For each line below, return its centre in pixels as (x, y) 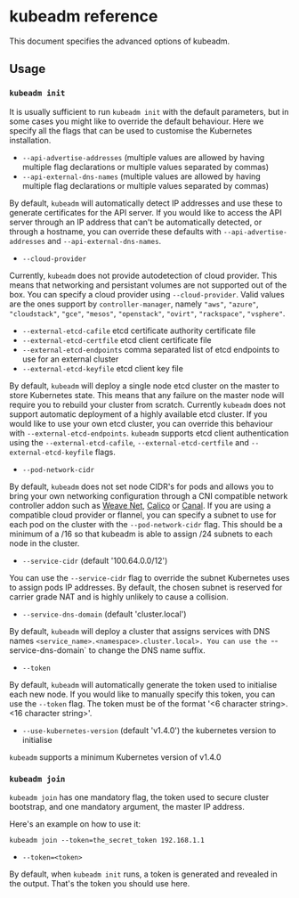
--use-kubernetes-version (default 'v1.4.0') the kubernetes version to (149, 730)
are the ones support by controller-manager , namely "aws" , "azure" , (134, 304)
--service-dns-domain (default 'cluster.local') (104, 614)
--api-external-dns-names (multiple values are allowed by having (141, 176)
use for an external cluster (70, 359)
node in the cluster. (44, 543)
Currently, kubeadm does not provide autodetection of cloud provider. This (143, 275)
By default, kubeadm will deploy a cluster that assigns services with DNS (140, 631)
